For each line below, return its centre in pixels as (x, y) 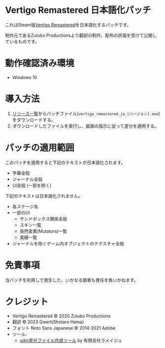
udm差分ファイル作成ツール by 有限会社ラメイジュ (71, 340)
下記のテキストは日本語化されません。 (44, 196)
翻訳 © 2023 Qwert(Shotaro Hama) (48, 322)
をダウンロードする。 (34, 120)
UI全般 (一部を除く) (32, 185)
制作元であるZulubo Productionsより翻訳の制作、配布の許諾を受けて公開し (81, 35)
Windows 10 (25, 77)
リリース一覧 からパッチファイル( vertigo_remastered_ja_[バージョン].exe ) (86, 113)
